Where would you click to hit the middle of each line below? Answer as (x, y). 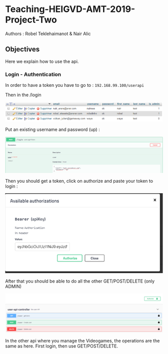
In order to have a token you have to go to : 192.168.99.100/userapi (74, 85)
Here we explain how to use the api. (42, 61)
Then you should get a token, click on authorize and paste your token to (79, 181)
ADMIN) (13, 287)
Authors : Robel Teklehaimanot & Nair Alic (48, 33)
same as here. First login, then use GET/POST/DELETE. (62, 346)
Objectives (22, 49)
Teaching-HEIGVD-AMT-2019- (70, 9)
